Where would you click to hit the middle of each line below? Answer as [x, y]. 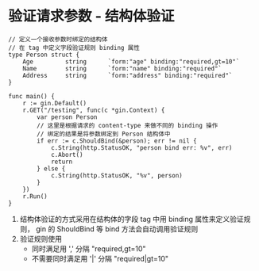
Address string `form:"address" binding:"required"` [128, 75]
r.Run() [35, 196]
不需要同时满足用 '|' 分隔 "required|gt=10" [100, 258]
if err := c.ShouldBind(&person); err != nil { [117, 141]
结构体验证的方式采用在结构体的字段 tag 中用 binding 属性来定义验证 [131, 219]
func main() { [32, 96]
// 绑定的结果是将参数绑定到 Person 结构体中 [104, 134]
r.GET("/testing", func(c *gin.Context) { [94, 110]
